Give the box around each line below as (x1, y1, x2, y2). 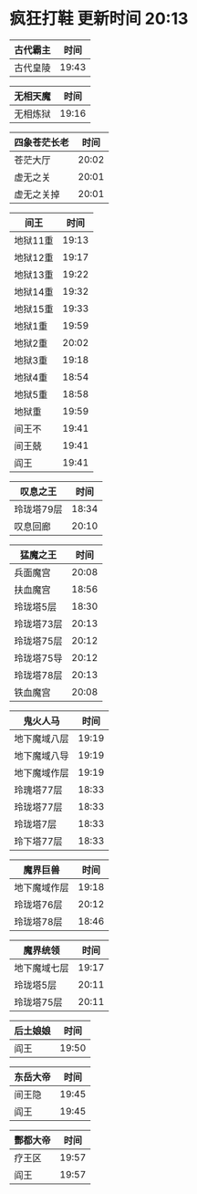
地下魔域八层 (14, 732, 70, 745)
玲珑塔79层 (14, 503, 63, 516)
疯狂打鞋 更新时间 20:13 (9, 8, 189, 29)
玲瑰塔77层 (14, 783, 63, 796)
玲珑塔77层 (14, 801, 63, 813)
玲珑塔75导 (14, 652, 63, 665)
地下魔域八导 (14, 749, 70, 762)
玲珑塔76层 (14, 898, 63, 911)
